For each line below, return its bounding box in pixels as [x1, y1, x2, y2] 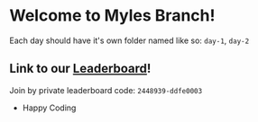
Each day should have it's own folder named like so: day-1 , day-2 [9, 35, 250, 46]
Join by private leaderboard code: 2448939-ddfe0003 [9, 84, 203, 95]
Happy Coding [22, 102, 77, 113]
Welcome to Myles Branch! [9, 5, 216, 26]
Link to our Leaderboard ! [9, 61, 152, 76]
